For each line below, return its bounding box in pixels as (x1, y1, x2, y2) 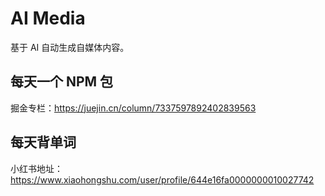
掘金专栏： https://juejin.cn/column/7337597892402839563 (10, 102, 257, 114)
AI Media (10, 7, 86, 30)
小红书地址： (10, 162, 63, 174)
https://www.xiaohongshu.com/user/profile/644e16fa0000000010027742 (10, 173, 315, 186)
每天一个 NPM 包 (10, 73, 114, 91)
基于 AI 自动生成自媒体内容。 (10, 41, 130, 53)
